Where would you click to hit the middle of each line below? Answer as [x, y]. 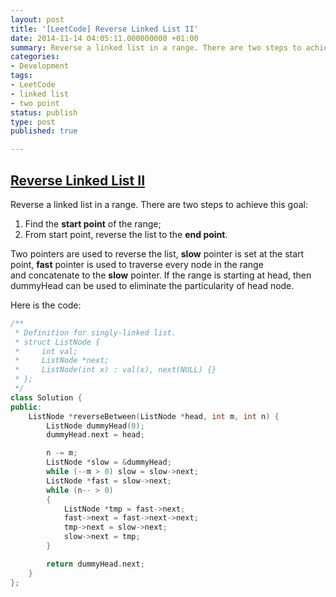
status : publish [44, 112]
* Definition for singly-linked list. [95, 332]
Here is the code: [46, 305]
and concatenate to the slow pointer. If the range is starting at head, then [161, 275]
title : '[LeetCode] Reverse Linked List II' [104, 29]
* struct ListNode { [57, 342]
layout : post [37, 19]
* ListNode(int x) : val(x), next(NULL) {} [115, 370]
